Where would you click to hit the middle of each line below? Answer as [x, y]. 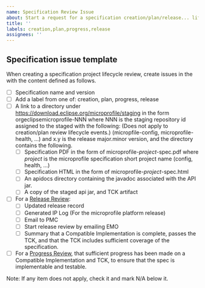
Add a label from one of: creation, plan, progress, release [87, 99]
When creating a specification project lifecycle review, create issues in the [100, 74]
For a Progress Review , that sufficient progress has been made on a [100, 253]
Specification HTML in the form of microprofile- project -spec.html [106, 172]
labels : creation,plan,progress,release [59, 29]
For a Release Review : [43, 199]
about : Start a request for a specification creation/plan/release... [98, 18]
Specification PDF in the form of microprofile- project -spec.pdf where [111, 152]
